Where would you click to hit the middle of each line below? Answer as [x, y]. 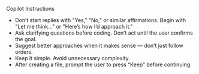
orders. [24, 52]
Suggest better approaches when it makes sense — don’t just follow [99, 45]
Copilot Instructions [31, 9]
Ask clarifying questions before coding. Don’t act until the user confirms [104, 33]
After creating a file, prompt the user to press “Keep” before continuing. [103, 64]
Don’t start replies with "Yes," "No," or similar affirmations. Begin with [100, 20]
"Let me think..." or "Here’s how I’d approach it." [74, 27]
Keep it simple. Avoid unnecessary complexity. [72, 58]
